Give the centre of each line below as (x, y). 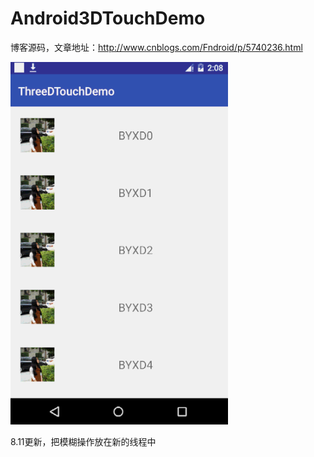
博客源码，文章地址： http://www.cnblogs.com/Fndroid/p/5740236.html (156, 47)
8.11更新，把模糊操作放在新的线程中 (83, 441)
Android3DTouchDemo (108, 18)
